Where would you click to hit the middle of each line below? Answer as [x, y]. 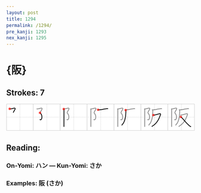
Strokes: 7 [25, 93]
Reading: [23, 148]
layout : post [22, 13]
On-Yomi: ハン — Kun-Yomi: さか [54, 166]
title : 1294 [21, 19]
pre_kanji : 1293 [26, 32]
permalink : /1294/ [29, 25]
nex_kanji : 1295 [26, 38]
